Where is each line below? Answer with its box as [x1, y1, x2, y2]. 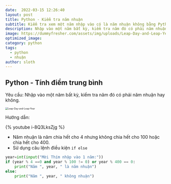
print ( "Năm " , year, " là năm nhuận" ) [14, 164, 97, 169]
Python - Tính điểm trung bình [5, 78, 103, 87]
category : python [5, 41, 42, 46]
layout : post [5, 12, 33, 17]
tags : [5, 45, 17, 50]
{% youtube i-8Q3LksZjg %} [5, 124, 65, 130]
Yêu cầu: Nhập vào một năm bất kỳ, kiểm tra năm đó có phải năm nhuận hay [5, 92, 165, 98]
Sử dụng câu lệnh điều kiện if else [12, 145, 88, 151]
